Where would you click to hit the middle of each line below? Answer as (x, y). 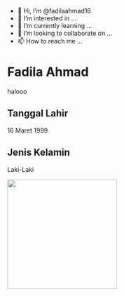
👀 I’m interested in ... (47, 18)
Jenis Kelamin (39, 153)
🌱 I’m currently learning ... (55, 26)
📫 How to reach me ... (50, 41)
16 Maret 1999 (28, 130)
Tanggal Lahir (38, 113)
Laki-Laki (21, 169)
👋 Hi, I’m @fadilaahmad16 (54, 11)
